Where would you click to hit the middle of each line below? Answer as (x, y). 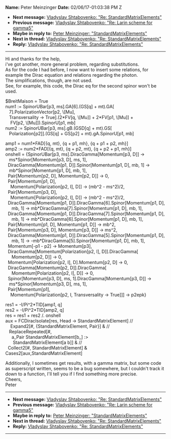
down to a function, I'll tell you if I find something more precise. (71, 374)
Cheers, (13, 379)
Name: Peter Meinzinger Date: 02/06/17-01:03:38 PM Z (64, 7)
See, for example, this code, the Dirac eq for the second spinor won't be (81, 86)
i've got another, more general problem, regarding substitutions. (72, 64)
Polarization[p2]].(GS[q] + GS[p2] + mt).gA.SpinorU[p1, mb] (72, 134)
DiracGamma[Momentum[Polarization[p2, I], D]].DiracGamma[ (73, 252)
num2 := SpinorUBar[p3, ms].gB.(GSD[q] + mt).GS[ (59, 128)
